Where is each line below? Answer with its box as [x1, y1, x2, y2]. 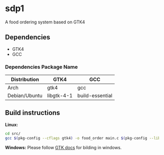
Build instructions [5, 109, 60, 117]
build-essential [77, 92, 113, 99]
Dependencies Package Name [5, 63, 78, 70]
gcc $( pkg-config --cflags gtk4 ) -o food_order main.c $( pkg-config [5, 136, 147, 140]
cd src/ [5, 131, 21, 136]
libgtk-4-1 [47, 92, 73, 99]
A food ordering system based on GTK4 [5, 19, 85, 25]
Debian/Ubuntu [7, 92, 43, 99]
